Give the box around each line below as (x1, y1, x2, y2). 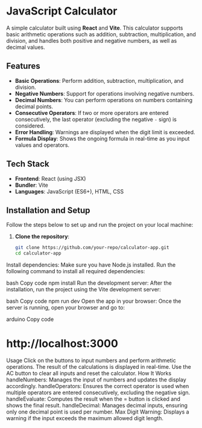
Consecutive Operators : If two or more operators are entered (14, 109, 169, 116)
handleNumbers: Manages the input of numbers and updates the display (6, 376, 187, 383)
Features (6, 61, 40, 71)
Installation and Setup (6, 205, 90, 215)
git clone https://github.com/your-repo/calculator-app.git (14, 245, 169, 251)
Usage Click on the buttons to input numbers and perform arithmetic (6, 357, 176, 364)
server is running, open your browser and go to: (6, 304, 125, 311)
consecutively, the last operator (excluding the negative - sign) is (14, 115, 177, 123)
